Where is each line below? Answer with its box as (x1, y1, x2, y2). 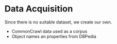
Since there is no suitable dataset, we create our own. (4, 19, 112, 25)
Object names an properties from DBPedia (11, 33, 97, 39)
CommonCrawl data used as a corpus (11, 28, 88, 34)
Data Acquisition (4, 3, 73, 14)
